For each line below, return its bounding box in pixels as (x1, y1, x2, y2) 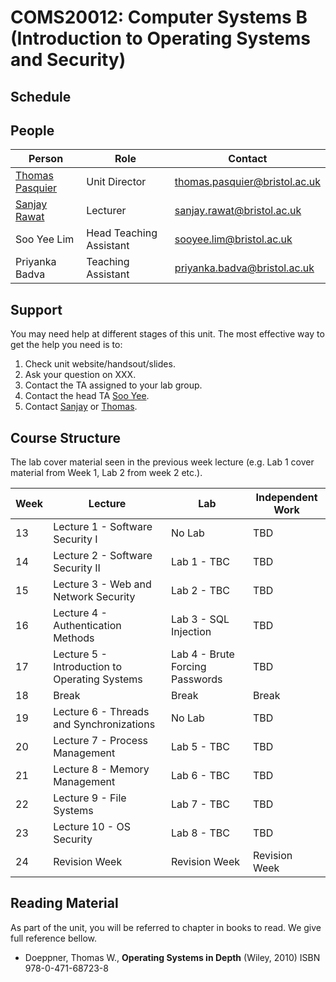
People (10, 122, 55, 139)
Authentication (53, 619, 122, 633)
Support (10, 301, 63, 318)
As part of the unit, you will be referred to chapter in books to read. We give (10, 921, 322, 933)
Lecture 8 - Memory (53, 762, 150, 776)
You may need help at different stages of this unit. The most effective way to (10, 328, 325, 340)
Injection (171, 625, 212, 639)
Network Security (53, 590, 136, 604)
